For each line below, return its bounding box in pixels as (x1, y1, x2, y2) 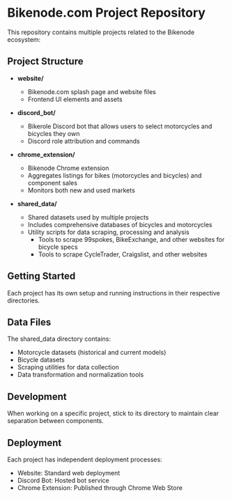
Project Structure (7, 56, 84, 68)
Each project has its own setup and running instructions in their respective (7, 289, 221, 297)
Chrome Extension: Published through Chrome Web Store (17, 484, 183, 492)
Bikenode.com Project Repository (7, 5, 206, 21)
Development (7, 390, 68, 402)
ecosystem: (7, 35, 41, 43)
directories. (7, 296, 40, 305)
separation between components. (7, 417, 105, 425)
